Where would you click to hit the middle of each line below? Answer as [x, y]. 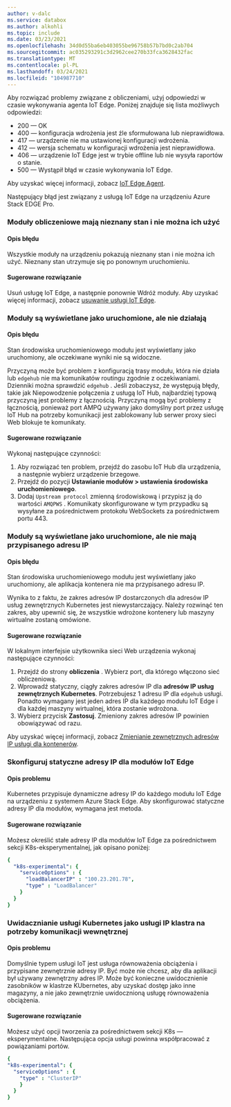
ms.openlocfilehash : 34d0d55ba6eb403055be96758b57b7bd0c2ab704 [100, 46]
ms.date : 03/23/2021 [37, 39]
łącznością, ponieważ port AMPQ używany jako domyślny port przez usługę [115, 407]
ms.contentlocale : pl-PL [43, 65]
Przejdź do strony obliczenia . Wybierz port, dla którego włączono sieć [118, 672]
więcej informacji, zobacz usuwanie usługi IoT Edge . [82, 300]
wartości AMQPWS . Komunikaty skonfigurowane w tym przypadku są [113, 504]
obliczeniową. [37, 679]
